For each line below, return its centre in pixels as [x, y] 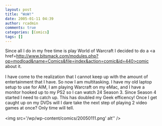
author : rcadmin [22, 23]
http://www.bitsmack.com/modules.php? [57, 56]
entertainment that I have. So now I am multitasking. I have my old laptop [79, 82]
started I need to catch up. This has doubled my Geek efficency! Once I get [81, 97]
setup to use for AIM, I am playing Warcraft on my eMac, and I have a [75, 87]
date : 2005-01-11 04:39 [29, 19]
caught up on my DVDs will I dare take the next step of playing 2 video [76, 103]
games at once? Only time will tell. [40, 107]
